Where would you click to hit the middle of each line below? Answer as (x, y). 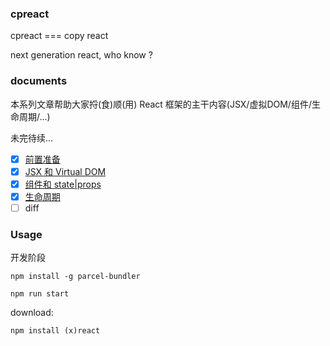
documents (39, 81)
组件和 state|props (63, 184)
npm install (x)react (55, 331)
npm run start (40, 294)
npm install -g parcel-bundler (75, 277)
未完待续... (32, 138)
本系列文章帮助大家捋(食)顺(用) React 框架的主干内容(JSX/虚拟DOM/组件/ (161, 104)
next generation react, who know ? (81, 55)
